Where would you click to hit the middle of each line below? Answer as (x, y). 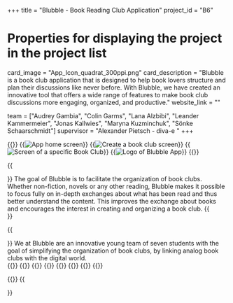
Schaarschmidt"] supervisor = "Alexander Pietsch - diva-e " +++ (100, 131)
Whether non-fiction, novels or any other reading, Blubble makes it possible (116, 186)
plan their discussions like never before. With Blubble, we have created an (114, 87)
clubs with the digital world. (47, 258)
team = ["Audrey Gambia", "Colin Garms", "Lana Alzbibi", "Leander (103, 115)
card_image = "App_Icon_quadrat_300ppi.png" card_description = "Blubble (115, 72)
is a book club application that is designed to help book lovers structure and (116, 80)
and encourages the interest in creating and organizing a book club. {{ (108, 209)
